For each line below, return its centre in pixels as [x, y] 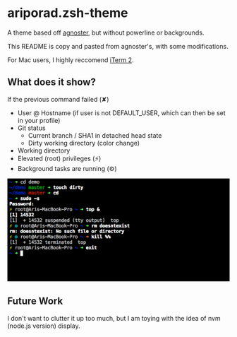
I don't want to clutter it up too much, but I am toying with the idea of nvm [114, 318]
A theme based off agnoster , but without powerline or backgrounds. [106, 32]
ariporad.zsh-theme [68, 13]
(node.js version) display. [44, 326]
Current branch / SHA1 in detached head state [95, 135]
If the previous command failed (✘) [58, 99]
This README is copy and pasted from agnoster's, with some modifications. [118, 46]
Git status [31, 128]
